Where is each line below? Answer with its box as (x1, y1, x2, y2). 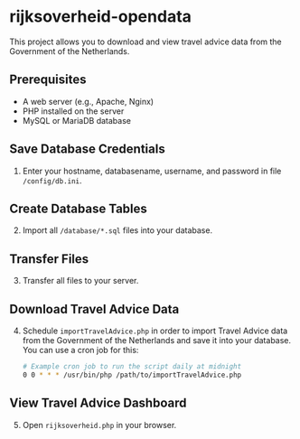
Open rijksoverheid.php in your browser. (22, 419, 177, 430)
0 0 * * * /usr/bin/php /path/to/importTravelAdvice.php (22, 370, 242, 379)
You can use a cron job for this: (22, 345, 139, 355)
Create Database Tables (9, 201, 147, 216)
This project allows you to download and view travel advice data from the (9, 36, 282, 47)
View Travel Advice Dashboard (9, 396, 187, 411)
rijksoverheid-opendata (9, 6, 192, 27)
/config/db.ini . (22, 174, 83, 186)
